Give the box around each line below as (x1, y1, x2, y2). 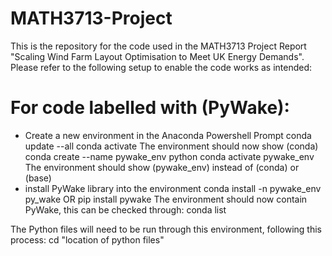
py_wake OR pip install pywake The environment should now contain (24, 193, 308, 205)
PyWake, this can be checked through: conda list (24, 203, 227, 216)
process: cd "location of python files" (10, 233, 165, 246)
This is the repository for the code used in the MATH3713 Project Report (10, 40, 307, 52)
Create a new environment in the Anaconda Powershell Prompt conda (24, 129, 312, 141)
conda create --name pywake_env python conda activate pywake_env (24, 150, 315, 162)
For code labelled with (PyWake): (10, 97, 290, 119)
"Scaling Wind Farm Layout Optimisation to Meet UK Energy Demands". (10, 50, 305, 62)
